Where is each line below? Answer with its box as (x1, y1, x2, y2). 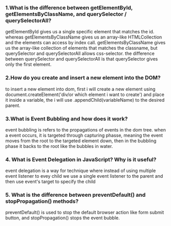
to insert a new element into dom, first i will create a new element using (5, 86, 156, 92)
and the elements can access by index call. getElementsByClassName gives (5, 40, 166, 46)
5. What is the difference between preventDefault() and (5, 192, 146, 199)
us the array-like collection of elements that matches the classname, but (5, 45, 158, 51)
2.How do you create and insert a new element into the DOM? (5, 74, 161, 81)
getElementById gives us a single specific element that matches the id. (5, 29, 155, 35)
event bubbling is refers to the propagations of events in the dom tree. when (5, 126, 166, 133)
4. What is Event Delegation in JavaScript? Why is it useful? (5, 156, 157, 163)
